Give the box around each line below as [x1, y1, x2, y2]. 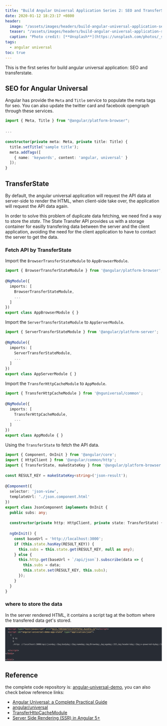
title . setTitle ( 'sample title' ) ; [9, 145, 79, 150]
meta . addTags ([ [9, 150, 41, 155]
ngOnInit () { [9, 531, 37, 536]
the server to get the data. [5, 234, 59, 240]
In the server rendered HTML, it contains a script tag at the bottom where [5, 612, 156, 618]
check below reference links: [5, 689, 65, 695]
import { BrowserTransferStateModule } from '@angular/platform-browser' [5, 268, 162, 273]
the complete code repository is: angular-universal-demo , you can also [5, 684, 151, 690]
